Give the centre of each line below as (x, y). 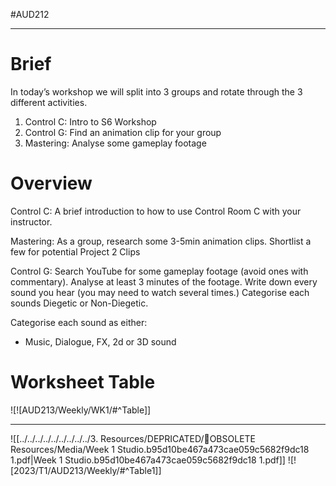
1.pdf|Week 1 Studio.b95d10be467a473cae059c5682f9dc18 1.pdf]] (148, 460)
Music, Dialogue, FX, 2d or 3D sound (100, 341)
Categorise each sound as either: (79, 322)
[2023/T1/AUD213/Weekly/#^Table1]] (86, 470)
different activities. (49, 102)
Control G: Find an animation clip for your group (123, 132)
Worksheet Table (83, 382)
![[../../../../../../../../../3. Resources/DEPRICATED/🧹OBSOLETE (133, 438)
